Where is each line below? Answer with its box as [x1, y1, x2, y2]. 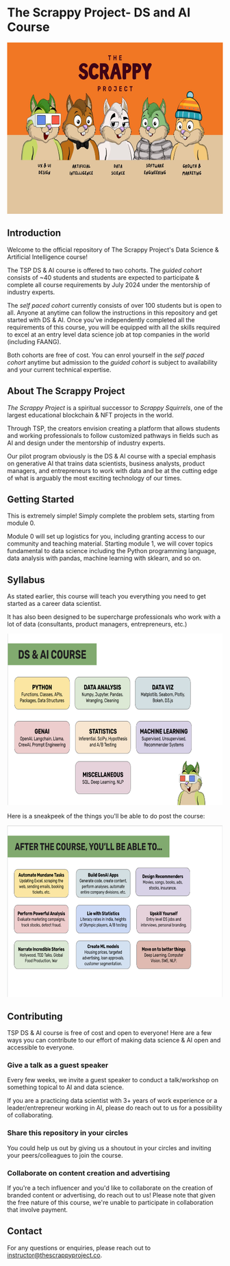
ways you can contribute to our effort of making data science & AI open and [7, 1036, 221, 1044]
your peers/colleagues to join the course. [7, 1151, 123, 1159]
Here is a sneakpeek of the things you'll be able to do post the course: [7, 812, 205, 820]
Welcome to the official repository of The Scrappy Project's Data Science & [7, 245, 219, 254]
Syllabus [7, 574, 46, 585]
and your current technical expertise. [7, 365, 112, 374]
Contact [7, 1226, 42, 1237]
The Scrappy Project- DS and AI [7, 5, 191, 21]
